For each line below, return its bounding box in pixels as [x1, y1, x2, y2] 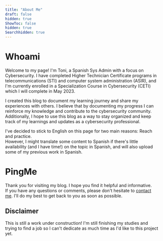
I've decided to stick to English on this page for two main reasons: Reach [5, 128, 152, 134]
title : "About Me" [5, 7, 43, 12]
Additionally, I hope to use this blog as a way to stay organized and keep [5, 113, 151, 119]
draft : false [5, 12, 32, 17]
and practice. [5, 133, 32, 139]
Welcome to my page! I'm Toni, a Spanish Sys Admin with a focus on [5, 67, 144, 73]
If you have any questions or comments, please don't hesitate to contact [5, 187, 151, 193]
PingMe [5, 166, 37, 177]
